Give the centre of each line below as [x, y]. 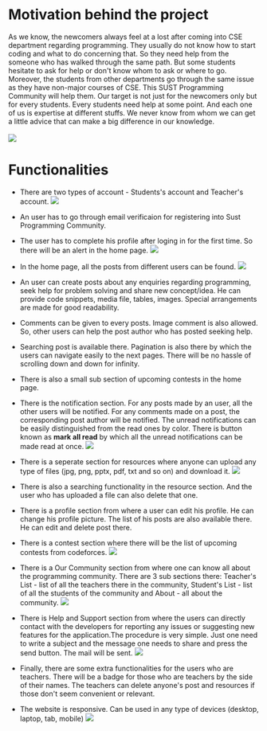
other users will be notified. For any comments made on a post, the [130, 411]
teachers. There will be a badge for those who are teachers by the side [136, 676]
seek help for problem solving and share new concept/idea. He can [130, 290]
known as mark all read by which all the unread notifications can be [131, 436]
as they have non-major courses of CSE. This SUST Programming [116, 87]
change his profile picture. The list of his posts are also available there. [136, 518]
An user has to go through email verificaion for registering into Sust [130, 217]
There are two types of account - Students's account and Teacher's [132, 192]
